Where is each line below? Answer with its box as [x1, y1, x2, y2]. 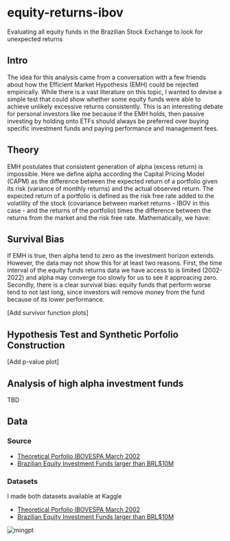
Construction [7, 339, 65, 351]
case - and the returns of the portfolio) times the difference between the [7, 206, 211, 214]
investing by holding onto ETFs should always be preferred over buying [7, 117, 209, 125]
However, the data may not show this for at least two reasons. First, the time [7, 259, 222, 267]
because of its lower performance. [7, 296, 105, 304]
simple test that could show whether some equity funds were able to [7, 95, 201, 103]
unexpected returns [7, 34, 63, 43]
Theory [7, 144, 40, 156]
